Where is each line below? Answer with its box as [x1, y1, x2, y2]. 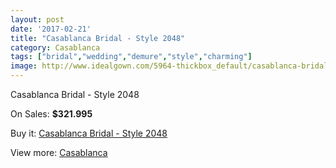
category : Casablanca [10, 42, 101, 53]
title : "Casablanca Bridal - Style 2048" [10, 33, 186, 43]
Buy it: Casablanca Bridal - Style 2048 [10, 127, 168, 139]
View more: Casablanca [10, 147, 108, 158]
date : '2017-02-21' [10, 24, 92, 34]
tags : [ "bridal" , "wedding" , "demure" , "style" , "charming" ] [10, 52, 253, 62]
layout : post [10, 14, 65, 25]
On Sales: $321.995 [10, 108, 93, 120]
